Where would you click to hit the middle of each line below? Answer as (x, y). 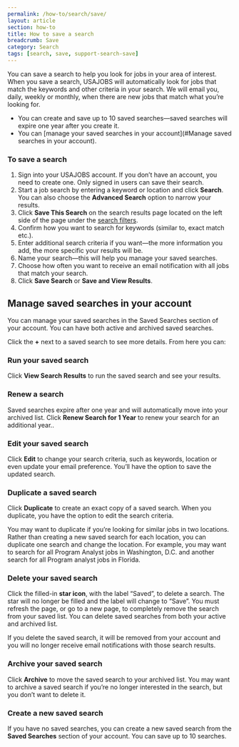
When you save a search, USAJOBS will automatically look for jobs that (112, 81)
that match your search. (53, 273)
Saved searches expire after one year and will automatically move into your (118, 410)
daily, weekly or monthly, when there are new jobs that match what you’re (116, 96)
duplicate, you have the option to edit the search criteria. (91, 516)
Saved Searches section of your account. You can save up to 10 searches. (117, 736)
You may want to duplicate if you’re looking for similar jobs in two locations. (118, 530)
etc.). (25, 235)
